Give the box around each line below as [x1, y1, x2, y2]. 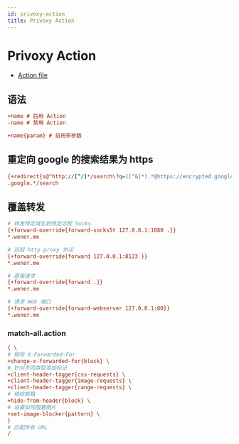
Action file [17, 71, 48, 80]
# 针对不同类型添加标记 [7, 364, 68, 372]
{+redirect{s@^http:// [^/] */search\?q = [7, 173, 126, 180]
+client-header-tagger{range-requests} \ [7, 384, 132, 391]
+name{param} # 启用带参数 [7, 132, 82, 139]
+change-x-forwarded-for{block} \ [7, 357, 110, 364]
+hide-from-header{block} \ [7, 397, 91, 405]
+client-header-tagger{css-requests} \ [7, 371, 126, 378]
